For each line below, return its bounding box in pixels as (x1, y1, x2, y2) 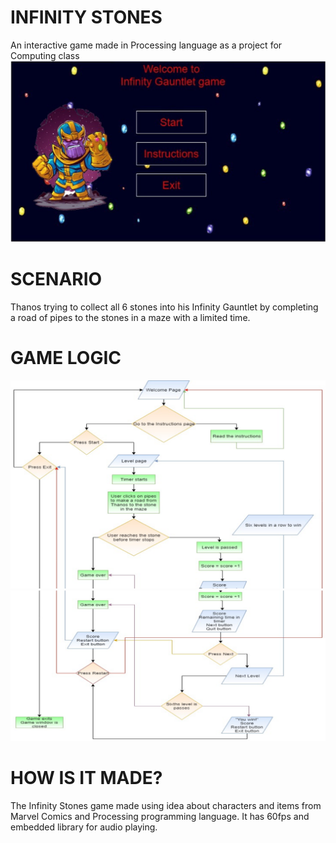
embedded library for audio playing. (10, 821, 158, 833)
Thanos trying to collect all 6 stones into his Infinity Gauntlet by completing (10, 301, 319, 313)
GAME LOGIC (10, 346, 122, 369)
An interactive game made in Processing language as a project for (10, 39, 283, 51)
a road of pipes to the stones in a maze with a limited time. (10, 311, 251, 323)
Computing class (10, 49, 80, 61)
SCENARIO (10, 268, 103, 291)
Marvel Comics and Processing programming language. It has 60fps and (10, 810, 310, 822)
